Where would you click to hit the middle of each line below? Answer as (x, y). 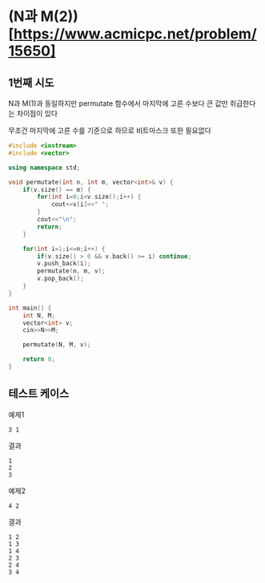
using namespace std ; (44, 168)
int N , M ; (39, 315)
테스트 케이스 (39, 394)
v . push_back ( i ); (64, 264)
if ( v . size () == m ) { (57, 189)
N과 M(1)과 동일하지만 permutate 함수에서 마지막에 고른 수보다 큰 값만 (118, 103)
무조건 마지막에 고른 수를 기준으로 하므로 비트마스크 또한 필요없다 (110, 130)
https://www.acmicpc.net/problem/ (135, 34)
